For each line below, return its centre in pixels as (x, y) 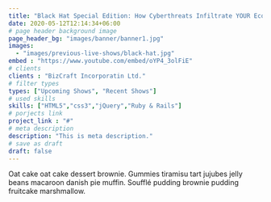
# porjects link (35, 114)
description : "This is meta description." (81, 136)
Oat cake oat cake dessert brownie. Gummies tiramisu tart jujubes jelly (126, 174)
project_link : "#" (41, 121)
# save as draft (35, 143)
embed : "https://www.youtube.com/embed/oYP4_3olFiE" (101, 61)
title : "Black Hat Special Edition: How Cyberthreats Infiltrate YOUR (129, 16)
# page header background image (63, 31)
